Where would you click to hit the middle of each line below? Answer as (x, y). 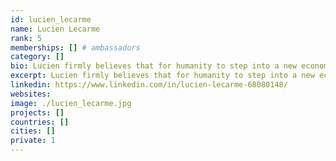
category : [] (37, 57)
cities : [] (33, 131)
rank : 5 (26, 38)
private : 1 (33, 141)
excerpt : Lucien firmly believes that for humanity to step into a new (162, 76)
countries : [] (40, 122)
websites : (31, 94)
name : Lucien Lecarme (55, 29)
